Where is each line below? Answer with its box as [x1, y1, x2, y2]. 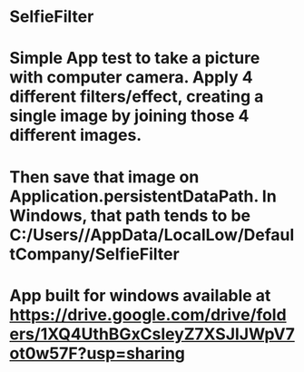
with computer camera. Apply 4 [9, 67, 253, 88]
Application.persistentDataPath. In [9, 186, 277, 206]
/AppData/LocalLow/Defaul [83, 224, 295, 245]
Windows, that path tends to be [9, 205, 251, 226]
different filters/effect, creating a [9, 86, 264, 107]
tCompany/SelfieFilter [9, 243, 180, 264]
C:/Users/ [9, 224, 84, 245]
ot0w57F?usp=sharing [9, 343, 186, 364]
